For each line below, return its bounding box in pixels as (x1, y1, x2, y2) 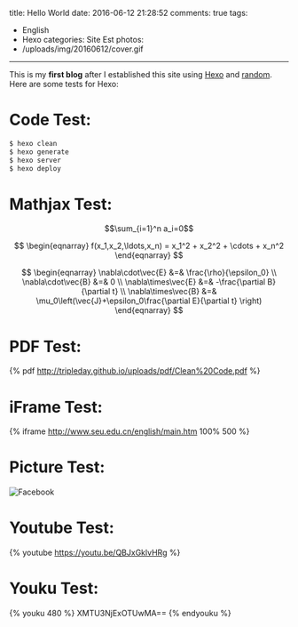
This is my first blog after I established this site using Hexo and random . (9, 69, 272, 79)
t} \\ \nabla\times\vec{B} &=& (112, 286, 217, 297)
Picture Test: (9, 457, 106, 478)
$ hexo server (9, 156, 62, 165)
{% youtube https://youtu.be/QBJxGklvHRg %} (9, 547, 181, 559)
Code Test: (9, 110, 91, 130)
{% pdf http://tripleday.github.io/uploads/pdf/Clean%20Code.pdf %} (9, 366, 261, 376)
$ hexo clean (9, 139, 58, 148)
